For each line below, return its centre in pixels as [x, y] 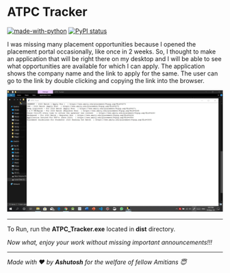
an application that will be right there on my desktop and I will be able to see [114, 58]
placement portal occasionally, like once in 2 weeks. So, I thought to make [112, 51]
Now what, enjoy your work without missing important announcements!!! [110, 242]
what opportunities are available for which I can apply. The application [106, 66]
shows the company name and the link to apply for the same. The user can [113, 73]
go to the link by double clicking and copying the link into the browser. [106, 80]
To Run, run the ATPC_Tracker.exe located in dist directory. [91, 229]
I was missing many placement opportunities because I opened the [102, 44]
